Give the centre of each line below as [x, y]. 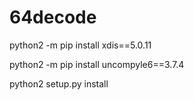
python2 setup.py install [59, 83]
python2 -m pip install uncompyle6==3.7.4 [97, 64]
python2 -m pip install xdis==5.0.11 [80, 45]
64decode [53, 17]
